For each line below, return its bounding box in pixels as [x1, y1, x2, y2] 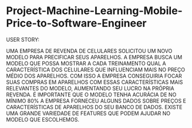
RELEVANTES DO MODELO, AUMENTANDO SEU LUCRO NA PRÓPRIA [6, 85, 174, 92]
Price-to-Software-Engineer [6, 16, 147, 30]
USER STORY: [6, 36, 40, 43]
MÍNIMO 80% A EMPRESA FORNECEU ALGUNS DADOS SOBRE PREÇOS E [6, 97, 187, 104]
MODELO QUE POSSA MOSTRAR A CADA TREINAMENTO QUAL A [6, 60, 166, 67]
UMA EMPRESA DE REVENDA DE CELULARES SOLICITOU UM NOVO [6, 47, 173, 54]
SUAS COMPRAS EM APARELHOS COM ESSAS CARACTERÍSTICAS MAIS [6, 78, 183, 86]
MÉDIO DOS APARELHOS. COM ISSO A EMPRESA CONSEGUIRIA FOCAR [6, 72, 182, 79]
